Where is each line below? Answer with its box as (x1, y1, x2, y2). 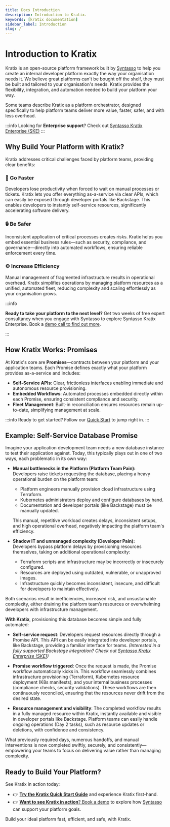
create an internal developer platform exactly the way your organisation (5, 71, 154, 77)
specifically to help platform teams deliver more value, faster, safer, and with (5, 107, 164, 113)
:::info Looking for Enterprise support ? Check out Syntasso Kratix (5, 122, 143, 129)
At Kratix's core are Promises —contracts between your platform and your (5, 359, 159, 365)
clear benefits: (5, 161, 35, 168)
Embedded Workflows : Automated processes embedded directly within (12, 390, 163, 396)
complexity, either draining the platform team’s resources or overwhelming (5, 601, 160, 607)
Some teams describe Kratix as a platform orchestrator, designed (5, 102, 141, 108)
